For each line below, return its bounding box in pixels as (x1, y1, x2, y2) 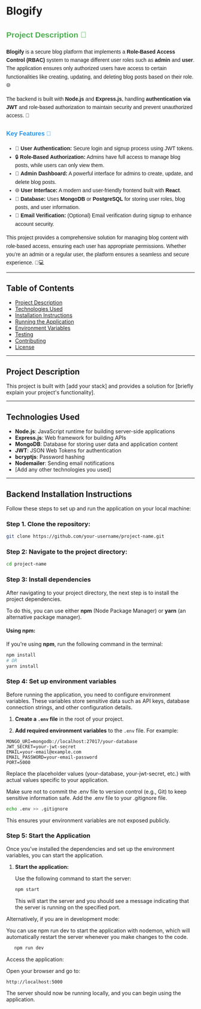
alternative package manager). (6, 613, 82, 621)
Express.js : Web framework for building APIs (14, 434, 127, 442)
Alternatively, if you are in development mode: (6, 915, 120, 922)
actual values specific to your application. (6, 776, 109, 783)
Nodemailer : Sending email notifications (14, 460, 115, 467)
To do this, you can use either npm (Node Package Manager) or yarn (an (6, 607, 187, 614)
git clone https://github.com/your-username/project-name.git (6, 533, 165, 540)
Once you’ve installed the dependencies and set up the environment (6, 845, 175, 852)
